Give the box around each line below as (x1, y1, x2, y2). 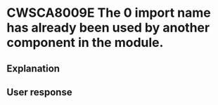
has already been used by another (6, 20, 210, 36)
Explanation (6, 62, 60, 74)
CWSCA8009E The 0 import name (6, 5, 212, 21)
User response (6, 86, 72, 98)
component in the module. (6, 35, 164, 50)
